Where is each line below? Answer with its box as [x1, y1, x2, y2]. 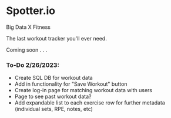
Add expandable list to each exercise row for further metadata [14, 99, 166, 106]
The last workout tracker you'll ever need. [6, 35, 107, 42]
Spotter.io [6, 4, 56, 18]
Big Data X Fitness [6, 23, 51, 31]
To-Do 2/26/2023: [6, 60, 60, 69]
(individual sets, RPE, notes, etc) [14, 106, 93, 113]
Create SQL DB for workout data [14, 75, 93, 82]
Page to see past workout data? [14, 93, 92, 100]
